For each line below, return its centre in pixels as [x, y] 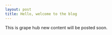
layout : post [18, 9]
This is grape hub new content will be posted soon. [56, 27]
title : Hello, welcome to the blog [41, 14]
